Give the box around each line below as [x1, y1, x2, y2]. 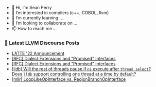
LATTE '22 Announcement [11, 51, 65, 56]
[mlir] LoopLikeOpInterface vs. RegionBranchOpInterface [11, 76, 126, 82]
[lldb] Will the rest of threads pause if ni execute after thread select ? [11, 66, 151, 72]
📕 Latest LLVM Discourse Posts [4, 39, 80, 46]
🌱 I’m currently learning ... [11, 15, 64, 20]
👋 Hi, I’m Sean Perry [11, 5, 52, 10]
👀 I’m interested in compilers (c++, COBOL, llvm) [11, 10, 109, 16]
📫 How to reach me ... [11, 26, 57, 31]
